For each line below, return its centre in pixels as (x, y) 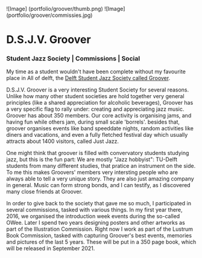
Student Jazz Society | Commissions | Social (73, 59)
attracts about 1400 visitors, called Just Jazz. (63, 141)
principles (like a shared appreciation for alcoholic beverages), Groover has (100, 103)
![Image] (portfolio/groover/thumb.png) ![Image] (66, 9)
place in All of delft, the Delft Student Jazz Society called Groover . (88, 78)
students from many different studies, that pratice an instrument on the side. (101, 166)
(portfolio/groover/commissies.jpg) (49, 15)
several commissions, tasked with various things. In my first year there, (94, 210)
